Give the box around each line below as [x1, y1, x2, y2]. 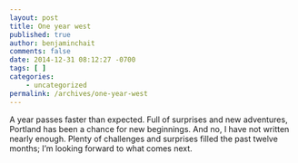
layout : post [9, 13, 59, 23]
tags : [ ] [9, 64, 47, 73]
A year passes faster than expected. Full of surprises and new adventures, [9, 114, 288, 125]
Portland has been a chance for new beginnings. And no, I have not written [9, 123, 290, 134]
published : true [9, 30, 71, 39]
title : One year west [9, 22, 92, 31]
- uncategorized [25, 81, 88, 90]
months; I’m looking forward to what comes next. [9, 142, 193, 154]
